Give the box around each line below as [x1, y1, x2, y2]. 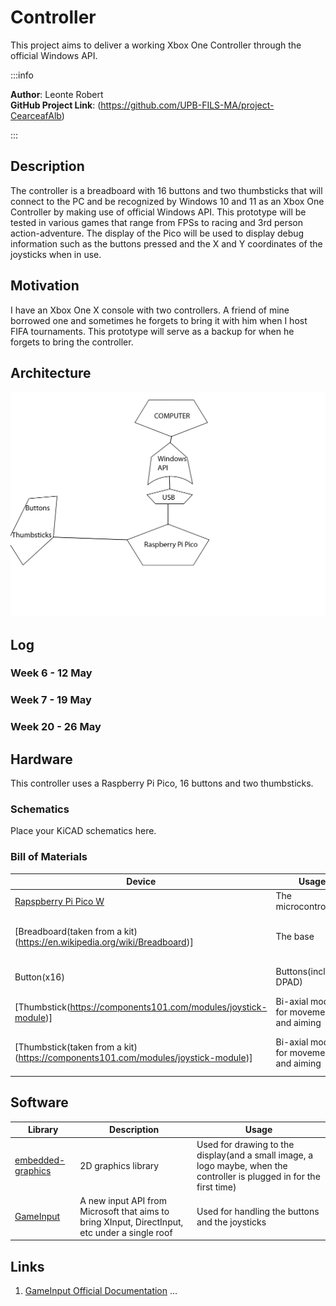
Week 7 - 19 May [10, 693, 92, 707]
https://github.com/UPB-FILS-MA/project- [100, 99, 275, 111]
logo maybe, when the [196, 1159, 288, 1171]
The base [275, 931, 315, 943]
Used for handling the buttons [196, 1205, 320, 1217]
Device [126, 876, 157, 888]
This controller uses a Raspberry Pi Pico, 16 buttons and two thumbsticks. [10, 777, 314, 790]
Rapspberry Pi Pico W [14, 895, 105, 907]
